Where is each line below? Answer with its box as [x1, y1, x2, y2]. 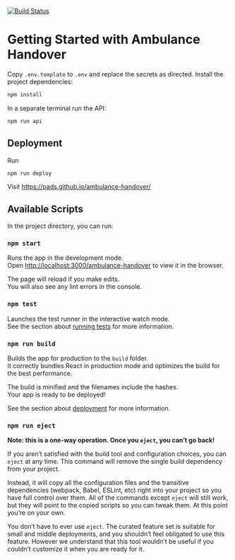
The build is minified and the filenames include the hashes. [7, 383, 179, 392]
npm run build [7, 340, 56, 348]
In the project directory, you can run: [7, 222, 114, 230]
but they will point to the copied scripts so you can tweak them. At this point [7, 501, 228, 510]
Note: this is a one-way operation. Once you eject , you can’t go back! [7, 436, 215, 445]
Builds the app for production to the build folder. [7, 354, 149, 362]
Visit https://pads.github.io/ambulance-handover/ [7, 183, 151, 191]
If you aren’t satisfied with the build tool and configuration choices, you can [7, 450, 227, 458]
